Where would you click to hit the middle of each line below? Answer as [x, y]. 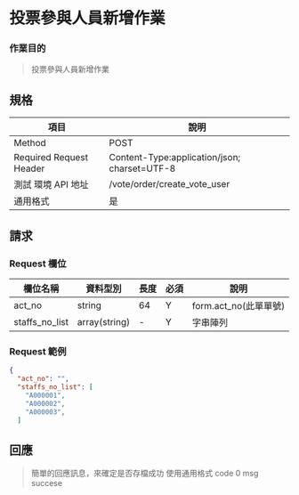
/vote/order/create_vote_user [170, 184]
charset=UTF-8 [142, 168]
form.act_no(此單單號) [238, 305]
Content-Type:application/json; [175, 158]
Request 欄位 [38, 264]
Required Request [51, 158]
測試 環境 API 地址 [51, 185]
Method [30, 143]
